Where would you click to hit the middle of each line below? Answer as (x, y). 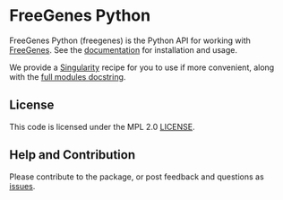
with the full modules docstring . (68, 76)
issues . (22, 186)
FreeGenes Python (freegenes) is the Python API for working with (130, 40)
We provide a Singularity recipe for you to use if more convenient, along (142, 67)
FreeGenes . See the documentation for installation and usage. (123, 49)
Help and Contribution (73, 155)
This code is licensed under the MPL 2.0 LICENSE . (102, 126)
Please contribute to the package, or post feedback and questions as (137, 177)
